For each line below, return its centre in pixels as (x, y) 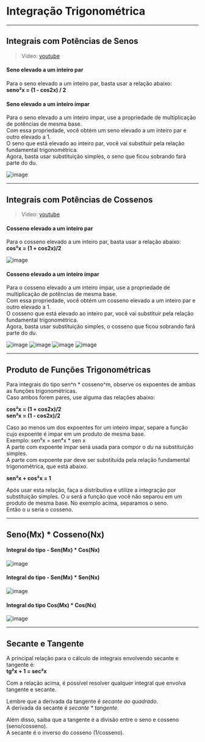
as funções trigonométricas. (42, 391)
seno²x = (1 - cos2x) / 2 (36, 90)
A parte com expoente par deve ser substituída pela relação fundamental (98, 460)
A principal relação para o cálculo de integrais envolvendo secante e (92, 658)
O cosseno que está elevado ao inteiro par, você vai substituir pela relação (100, 314)
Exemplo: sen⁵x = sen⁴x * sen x (46, 441)
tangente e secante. (31, 690)
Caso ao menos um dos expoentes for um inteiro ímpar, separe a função (97, 428)
